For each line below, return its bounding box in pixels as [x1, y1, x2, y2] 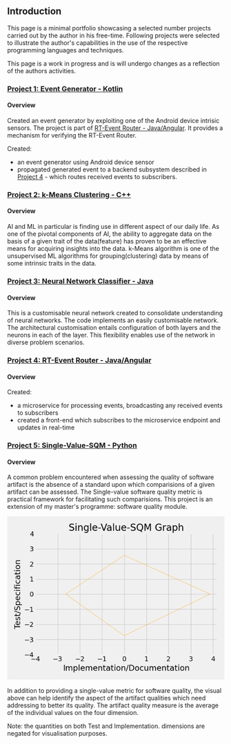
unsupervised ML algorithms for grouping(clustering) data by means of [7, 252, 209, 260]
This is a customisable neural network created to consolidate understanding [7, 309, 223, 317]
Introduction [7, 6, 62, 17]
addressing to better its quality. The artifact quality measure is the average [7, 701, 219, 709]
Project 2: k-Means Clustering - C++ [7, 189, 132, 199]
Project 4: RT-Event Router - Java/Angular [7, 355, 152, 365]
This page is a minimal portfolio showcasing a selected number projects [7, 24, 212, 32]
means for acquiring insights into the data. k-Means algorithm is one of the [7, 245, 219, 253]
